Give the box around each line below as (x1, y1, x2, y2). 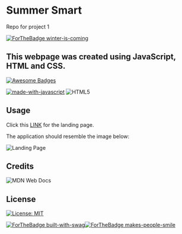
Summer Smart (6, 4, 82, 17)
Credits (6, 161, 34, 171)
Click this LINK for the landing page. (6, 121, 94, 128)
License (6, 194, 36, 204)
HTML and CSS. (6, 61, 66, 71)
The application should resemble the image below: (6, 133, 130, 140)
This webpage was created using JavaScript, (6, 52, 176, 62)
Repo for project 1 (6, 23, 50, 30)
